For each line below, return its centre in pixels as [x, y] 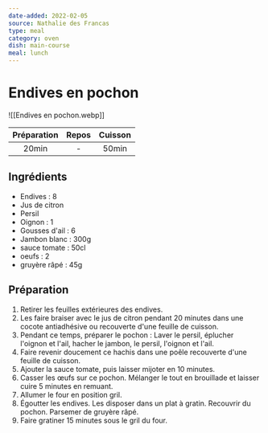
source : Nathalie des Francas [59, 23]
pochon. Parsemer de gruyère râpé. [79, 411]
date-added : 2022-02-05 [48, 16]
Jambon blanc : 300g [55, 239]
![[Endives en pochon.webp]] [56, 115]
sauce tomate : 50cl [53, 247]
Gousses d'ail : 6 [48, 231]
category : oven [34, 38]
